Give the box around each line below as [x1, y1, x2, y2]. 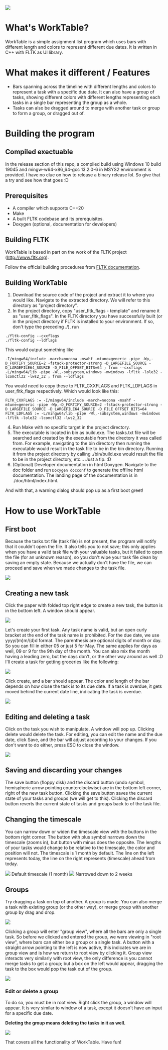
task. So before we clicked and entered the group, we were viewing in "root [5, 934, 161, 940]
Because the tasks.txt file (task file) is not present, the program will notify [5, 538, 156, 545]
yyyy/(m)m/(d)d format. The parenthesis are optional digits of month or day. [5, 638, 162, 644]
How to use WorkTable [5, 505, 101, 516]
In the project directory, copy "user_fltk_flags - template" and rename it [12, 308, 160, 314]
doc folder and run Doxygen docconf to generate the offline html [12, 467, 143, 473]
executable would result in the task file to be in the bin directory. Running [12, 446, 163, 452]
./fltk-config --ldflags [5, 338, 57, 343]
